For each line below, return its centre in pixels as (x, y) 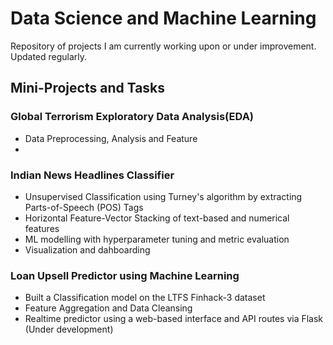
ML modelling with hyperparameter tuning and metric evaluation (157, 239)
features (42, 228)
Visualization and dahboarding (87, 249)
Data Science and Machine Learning (163, 18)
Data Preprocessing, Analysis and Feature (111, 138)
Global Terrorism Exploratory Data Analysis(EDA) (132, 117)
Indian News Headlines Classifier (92, 175)
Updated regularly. (49, 56)
